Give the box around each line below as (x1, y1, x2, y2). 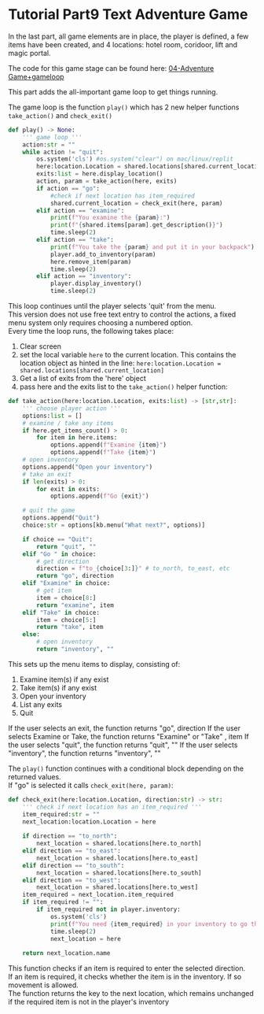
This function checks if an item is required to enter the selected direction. (8, 964, 246, 973)
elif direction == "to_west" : (22, 876, 122, 884)
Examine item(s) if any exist (19, 675, 109, 684)
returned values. (8, 772, 61, 781)
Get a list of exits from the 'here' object (19, 374, 147, 383)
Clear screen (19, 342, 61, 351)
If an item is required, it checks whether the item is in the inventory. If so (8, 972, 242, 982)
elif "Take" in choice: (22, 609, 101, 616)
